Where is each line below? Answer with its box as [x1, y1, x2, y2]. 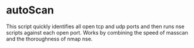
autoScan [6, 4, 54, 17]
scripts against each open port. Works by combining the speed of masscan [6, 29, 188, 36]
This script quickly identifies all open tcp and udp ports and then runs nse [6, 23, 185, 30]
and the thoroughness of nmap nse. [6, 35, 93, 42]
